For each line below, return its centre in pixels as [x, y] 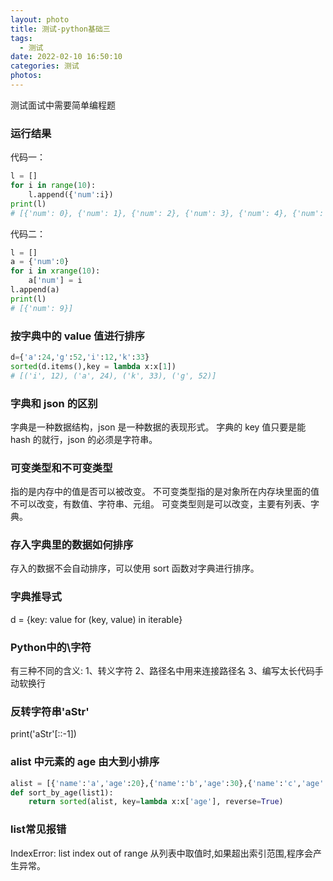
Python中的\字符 [51, 647]
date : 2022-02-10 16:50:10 [66, 57]
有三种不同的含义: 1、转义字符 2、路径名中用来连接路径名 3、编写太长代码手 [167, 671]
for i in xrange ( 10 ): [55, 271]
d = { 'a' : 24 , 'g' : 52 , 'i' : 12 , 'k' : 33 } [80, 357]
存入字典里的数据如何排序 [72, 545]
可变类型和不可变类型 [61, 468]
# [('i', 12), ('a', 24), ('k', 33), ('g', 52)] [113, 376]
